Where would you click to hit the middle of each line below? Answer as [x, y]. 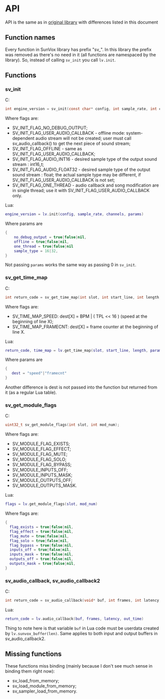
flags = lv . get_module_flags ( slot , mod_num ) [51, 504]
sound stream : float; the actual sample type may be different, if [77, 175]
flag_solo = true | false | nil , [39, 541]
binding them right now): [30, 671]
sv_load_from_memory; [36, 680]
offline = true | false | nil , [41, 242]
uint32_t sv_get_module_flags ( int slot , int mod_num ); [62, 425]
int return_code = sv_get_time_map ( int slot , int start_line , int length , [83, 297]
